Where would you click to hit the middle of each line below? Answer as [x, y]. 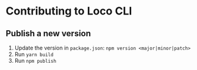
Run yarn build [34, 54]
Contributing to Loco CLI [69, 11]
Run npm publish [35, 61]
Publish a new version [48, 33]
